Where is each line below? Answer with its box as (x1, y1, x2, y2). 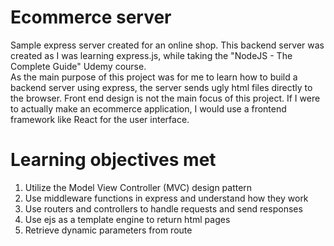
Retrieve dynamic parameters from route (24, 224, 193, 236)
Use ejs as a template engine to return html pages (24, 213, 231, 225)
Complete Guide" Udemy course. (10, 60, 147, 72)
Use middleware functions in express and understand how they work (24, 192, 309, 204)
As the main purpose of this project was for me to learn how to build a (10, 71, 298, 83)
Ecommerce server (10, 6, 172, 29)
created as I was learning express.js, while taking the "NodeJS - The (10, 49, 293, 61)
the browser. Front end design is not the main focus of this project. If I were (10, 92, 321, 104)
